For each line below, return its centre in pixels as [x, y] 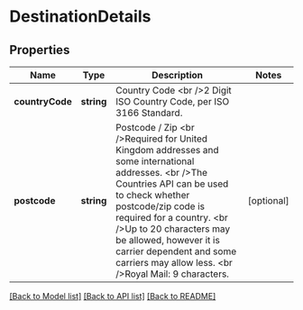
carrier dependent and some [176, 251]
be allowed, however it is [168, 240]
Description [177, 75]
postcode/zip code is [161, 206]
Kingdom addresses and [167, 150]
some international [155, 161]
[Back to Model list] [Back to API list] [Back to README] [113, 296]
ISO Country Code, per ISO [173, 101]
